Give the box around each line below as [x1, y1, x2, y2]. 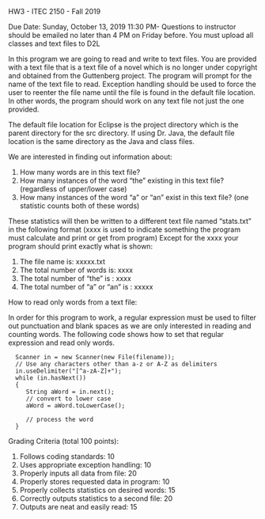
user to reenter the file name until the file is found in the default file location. [8, 88, 256, 97]
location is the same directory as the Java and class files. [8, 137, 195, 146]
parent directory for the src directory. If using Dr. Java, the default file [8, 128, 235, 138]
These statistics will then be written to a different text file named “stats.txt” [8, 217, 252, 225]
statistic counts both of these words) [19, 201, 140, 210]
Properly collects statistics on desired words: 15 [19, 486, 176, 494]
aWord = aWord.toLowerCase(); [25, 402, 126, 410]
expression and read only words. [8, 338, 115, 347]
